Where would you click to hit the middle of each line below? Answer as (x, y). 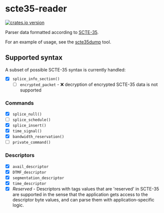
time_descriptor (29, 183)
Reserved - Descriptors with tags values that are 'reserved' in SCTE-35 (86, 188)
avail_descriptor (30, 166)
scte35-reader (36, 9)
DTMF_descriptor (29, 172)
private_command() (31, 142)
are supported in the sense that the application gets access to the (80, 194)
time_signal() (27, 131)
